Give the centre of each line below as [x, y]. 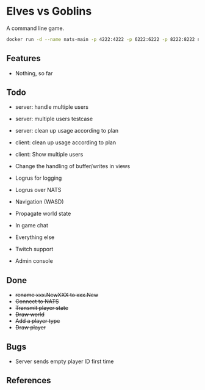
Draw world [30, 315]
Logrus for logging [38, 178]
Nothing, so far [34, 73]
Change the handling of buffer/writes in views [73, 166]
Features [23, 58]
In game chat [32, 226]
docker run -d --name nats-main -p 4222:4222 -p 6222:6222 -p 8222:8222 [101, 39]
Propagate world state [43, 214]
